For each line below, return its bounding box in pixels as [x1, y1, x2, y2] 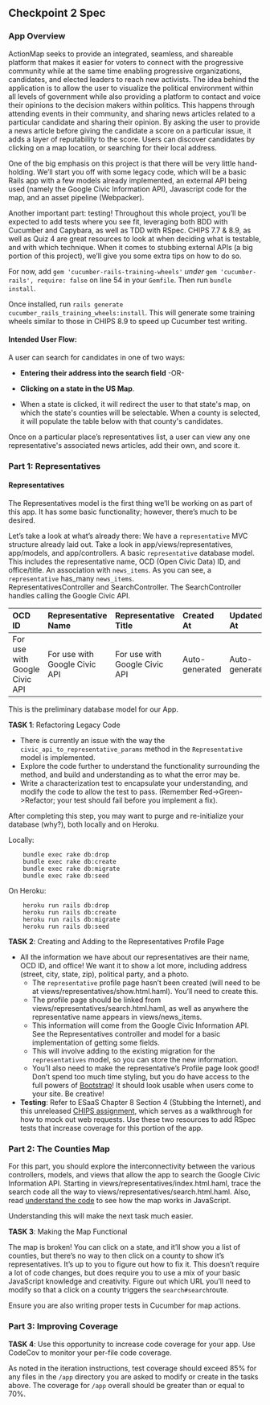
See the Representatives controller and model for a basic [31, 1029, 221, 1039]
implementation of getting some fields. [31, 1037, 161, 1048]
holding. [8, 166, 35, 176]
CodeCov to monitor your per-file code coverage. [8, 1347, 172, 1358]
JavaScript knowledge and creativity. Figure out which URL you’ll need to [8, 1276, 251, 1286]
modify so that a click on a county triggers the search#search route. [8, 1285, 229, 1295]
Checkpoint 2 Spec [8, 6, 106, 20]
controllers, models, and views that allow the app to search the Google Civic [8, 1170, 261, 1180]
